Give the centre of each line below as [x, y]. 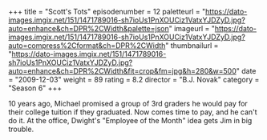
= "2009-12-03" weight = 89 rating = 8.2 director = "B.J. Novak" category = [134, 80]
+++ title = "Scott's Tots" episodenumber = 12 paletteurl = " [107, 12]
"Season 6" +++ [35, 88]
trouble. [21, 129]
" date [246, 71]
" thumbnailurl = [192, 46]
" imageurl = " [192, 28]
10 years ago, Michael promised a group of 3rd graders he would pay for [128, 104]
